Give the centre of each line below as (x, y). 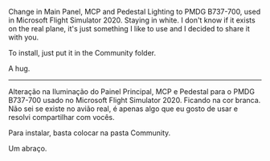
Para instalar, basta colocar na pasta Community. (90, 133)
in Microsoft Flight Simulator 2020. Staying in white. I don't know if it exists (132, 20)
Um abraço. (28, 149)
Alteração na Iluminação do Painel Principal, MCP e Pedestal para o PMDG (132, 91)
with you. (23, 37)
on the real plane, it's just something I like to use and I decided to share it (129, 29)
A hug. (19, 68)
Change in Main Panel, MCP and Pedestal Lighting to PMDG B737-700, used (135, 12)
